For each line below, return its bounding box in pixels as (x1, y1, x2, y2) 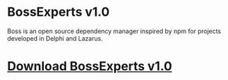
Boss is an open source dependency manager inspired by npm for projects (7, 27, 221, 35)
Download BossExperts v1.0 (7, 59, 172, 74)
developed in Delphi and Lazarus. (7, 34, 103, 42)
